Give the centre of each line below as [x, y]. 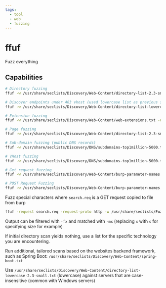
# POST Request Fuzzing [30, 184]
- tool [16, 14]
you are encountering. [28, 241]
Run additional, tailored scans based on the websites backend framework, [81, 251]
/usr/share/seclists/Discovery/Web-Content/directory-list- [77, 270]
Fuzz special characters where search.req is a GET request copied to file [79, 197]
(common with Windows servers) [62, 281]
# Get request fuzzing [28, 170]
